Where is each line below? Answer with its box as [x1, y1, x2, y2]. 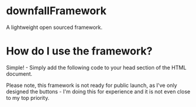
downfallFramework [6, 4, 107, 18]
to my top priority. [6, 94, 50, 101]
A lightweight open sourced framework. [6, 24, 103, 31]
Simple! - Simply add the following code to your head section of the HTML [6, 64, 187, 71]
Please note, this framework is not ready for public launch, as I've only [6, 82, 177, 89]
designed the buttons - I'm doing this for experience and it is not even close [6, 87, 191, 95]
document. [6, 70, 32, 77]
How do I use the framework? [6, 44, 153, 58]
